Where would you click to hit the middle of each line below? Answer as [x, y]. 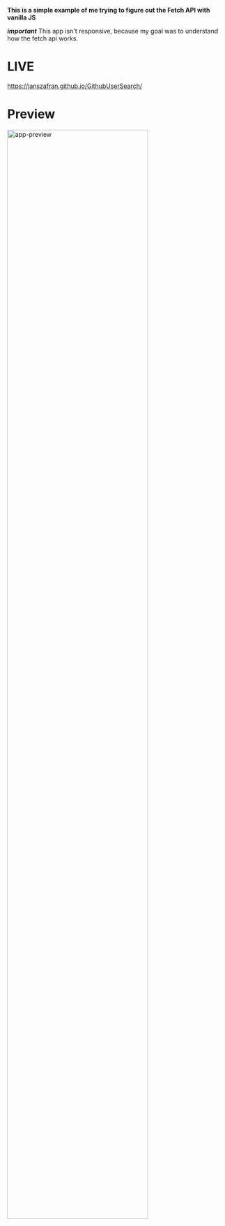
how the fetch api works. [43, 38]
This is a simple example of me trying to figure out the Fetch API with [109, 10]
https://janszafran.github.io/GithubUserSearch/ [75, 86]
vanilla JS [22, 17]
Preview [31, 114]
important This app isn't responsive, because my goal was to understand [113, 31]
